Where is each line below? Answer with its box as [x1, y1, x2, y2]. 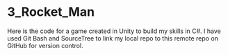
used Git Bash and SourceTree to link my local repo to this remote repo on [7, 34, 219, 42]
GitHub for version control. [7, 41, 83, 49]
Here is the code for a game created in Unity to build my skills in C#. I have [7, 27, 221, 35]
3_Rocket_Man [7, 4, 95, 20]
